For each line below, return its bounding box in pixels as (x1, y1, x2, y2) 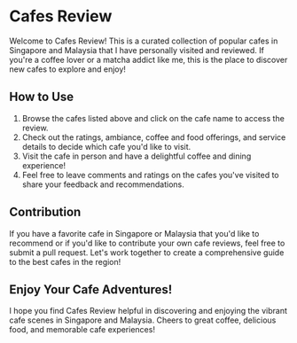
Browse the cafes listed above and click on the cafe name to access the (21, 113, 285, 123)
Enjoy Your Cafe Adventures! (9, 282, 173, 297)
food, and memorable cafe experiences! (9, 324, 155, 335)
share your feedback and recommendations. (21, 179, 184, 190)
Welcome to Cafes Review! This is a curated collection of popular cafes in (9, 35, 278, 46)
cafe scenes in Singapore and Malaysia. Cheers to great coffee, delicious (9, 315, 277, 325)
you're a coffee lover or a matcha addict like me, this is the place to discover (9, 54, 288, 65)
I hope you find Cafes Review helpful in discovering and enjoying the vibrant (9, 306, 288, 316)
